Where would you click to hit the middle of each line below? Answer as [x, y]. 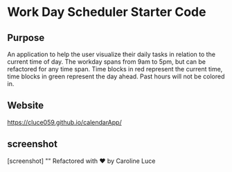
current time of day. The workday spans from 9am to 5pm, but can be [107, 62]
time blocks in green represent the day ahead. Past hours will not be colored [116, 76]
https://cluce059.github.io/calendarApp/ [65, 122]
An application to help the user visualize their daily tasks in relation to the [111, 54]
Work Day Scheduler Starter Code [107, 12]
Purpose [26, 38]
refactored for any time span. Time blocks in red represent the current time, [115, 69]
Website [25, 106]
